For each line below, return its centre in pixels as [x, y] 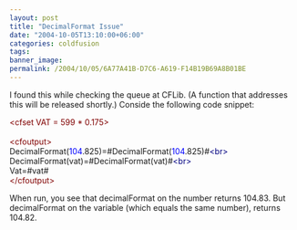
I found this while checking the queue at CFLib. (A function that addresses [149, 94]
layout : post [34, 18]
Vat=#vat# [29, 171]
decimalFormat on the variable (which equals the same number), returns [145, 207]
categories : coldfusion [55, 43]
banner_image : [36, 60]
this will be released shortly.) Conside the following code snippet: [132, 104]
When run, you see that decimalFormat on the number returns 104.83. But [148, 198]
